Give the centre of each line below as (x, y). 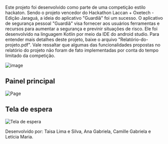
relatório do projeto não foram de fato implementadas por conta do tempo (82, 50)
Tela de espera (29, 109)
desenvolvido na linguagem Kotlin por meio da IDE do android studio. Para (82, 34)
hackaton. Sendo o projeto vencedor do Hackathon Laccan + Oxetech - (79, 13)
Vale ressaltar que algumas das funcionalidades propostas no (96, 45)
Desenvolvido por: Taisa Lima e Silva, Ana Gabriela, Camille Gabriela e (78, 131)
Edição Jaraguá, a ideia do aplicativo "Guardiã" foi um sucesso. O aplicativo (84, 18)
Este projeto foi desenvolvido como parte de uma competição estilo (75, 7)
